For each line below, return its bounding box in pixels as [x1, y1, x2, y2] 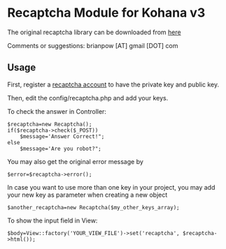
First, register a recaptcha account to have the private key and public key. [7, 80, 219, 89]
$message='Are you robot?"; [20, 145, 101, 152]
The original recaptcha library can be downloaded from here [7, 28, 181, 36]
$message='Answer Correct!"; [20, 133, 105, 140]
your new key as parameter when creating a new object [7, 190, 168, 199]
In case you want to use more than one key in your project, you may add [7, 183, 216, 191]
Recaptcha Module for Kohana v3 [7, 5, 206, 21]
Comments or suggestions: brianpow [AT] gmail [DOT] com [7, 41, 178, 50]
